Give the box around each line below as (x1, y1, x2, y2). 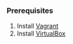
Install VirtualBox (16, 29, 66, 38)
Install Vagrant (16, 22, 59, 31)
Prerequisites (6, 6, 53, 16)
